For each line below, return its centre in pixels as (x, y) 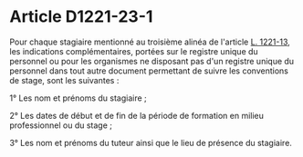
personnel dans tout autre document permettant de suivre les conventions (149, 71)
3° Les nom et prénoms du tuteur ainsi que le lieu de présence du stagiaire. (151, 142)
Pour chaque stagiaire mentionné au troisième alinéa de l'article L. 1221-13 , (150, 42)
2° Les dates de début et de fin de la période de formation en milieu (137, 115)
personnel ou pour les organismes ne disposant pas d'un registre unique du (152, 61)
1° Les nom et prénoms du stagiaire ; (78, 98)
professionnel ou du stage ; (61, 125)
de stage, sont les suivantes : (64, 80)
